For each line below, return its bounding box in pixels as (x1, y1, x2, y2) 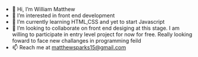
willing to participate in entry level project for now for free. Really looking (11, 31, 193, 38)
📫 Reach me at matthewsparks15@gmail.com (11, 44, 126, 50)
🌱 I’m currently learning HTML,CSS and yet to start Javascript (11, 18, 165, 25)
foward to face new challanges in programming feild (11, 37, 141, 44)
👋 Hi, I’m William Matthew (11, 6, 75, 12)
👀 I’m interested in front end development (11, 12, 116, 19)
